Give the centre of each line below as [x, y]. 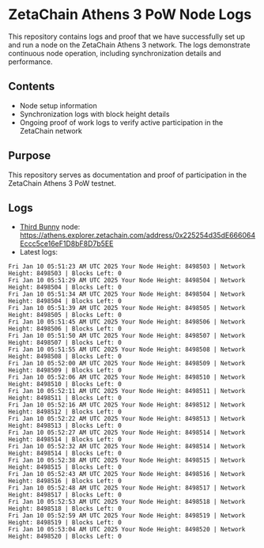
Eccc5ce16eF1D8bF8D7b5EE [66, 244]
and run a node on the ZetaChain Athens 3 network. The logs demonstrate [129, 44]
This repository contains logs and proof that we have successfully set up [126, 36]
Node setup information [58, 105]
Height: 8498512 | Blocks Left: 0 [65, 412]
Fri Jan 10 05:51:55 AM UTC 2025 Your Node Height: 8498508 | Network [127, 350]
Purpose [30, 156]
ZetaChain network [51, 130]
